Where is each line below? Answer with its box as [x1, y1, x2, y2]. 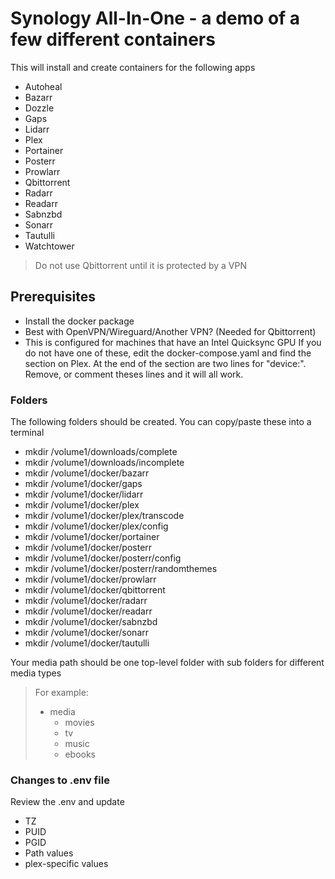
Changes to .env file [10, 773, 110, 787]
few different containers [10, 28, 216, 51]
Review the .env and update [10, 796, 125, 808]
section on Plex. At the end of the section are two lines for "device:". [24, 357, 307, 369]
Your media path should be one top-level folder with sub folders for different [10, 657, 325, 669]
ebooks [64, 748, 96, 761]
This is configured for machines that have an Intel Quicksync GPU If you [24, 336, 322, 348]
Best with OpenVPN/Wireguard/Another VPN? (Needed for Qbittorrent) [24, 325, 317, 337]
